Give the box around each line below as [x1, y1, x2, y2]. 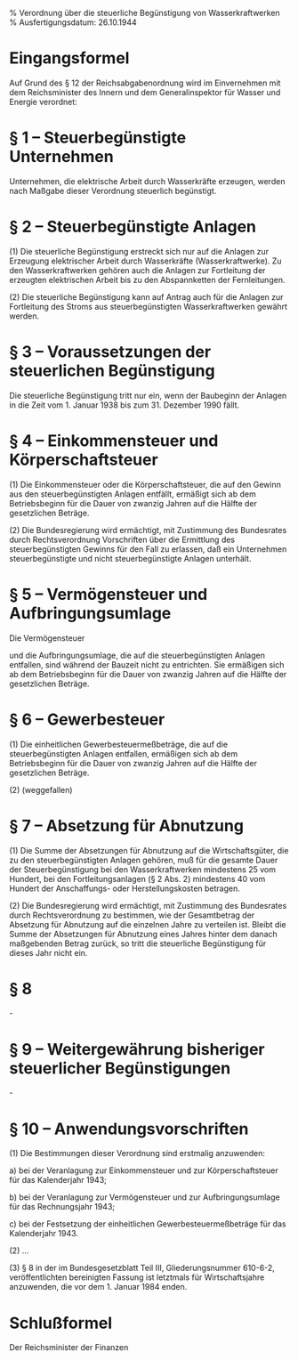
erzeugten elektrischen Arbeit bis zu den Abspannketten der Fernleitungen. [9, 274, 286, 285]
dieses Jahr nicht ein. [9, 947, 88, 958]
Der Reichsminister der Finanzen [9, 1342, 129, 1353]
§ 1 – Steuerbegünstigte [9, 128, 187, 148]
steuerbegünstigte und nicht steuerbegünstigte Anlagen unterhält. [9, 553, 252, 563]
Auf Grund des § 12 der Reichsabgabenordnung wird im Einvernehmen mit [9, 77, 281, 88]
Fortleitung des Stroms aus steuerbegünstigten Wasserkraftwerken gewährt [9, 301, 287, 312]
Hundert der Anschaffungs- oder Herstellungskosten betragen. [9, 883, 240, 894]
